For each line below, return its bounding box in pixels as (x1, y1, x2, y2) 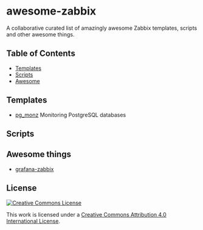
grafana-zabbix (15, 165, 54, 172)
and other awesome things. (6, 30, 75, 38)
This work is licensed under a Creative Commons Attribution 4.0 (6, 211, 167, 218)
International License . (6, 217, 61, 225)
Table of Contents (6, 49, 76, 59)
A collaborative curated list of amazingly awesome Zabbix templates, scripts (6, 24, 198, 32)
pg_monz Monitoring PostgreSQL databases (15, 111, 126, 118)
